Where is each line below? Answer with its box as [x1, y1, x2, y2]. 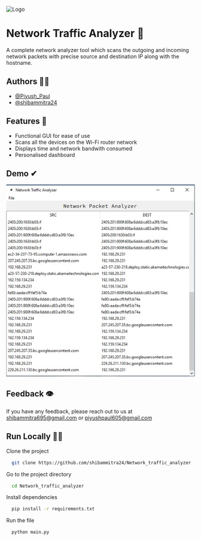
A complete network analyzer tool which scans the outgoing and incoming [6, 46, 190, 53]
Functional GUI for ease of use [14, 132, 90, 139]
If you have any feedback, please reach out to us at [6, 407, 133, 415]
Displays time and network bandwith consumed [14, 144, 133, 152]
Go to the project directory [6, 470, 72, 477]
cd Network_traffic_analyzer [11, 483, 84, 489]
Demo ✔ [6, 168, 38, 179]
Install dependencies [6, 494, 58, 501]
